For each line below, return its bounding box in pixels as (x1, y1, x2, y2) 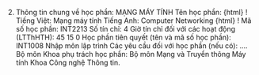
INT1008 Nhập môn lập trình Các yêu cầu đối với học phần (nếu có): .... (15, 41, 248, 51)
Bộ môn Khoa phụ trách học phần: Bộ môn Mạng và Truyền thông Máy (15, 50, 246, 58)
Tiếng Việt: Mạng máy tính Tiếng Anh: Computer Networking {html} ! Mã (15, 16, 252, 25)
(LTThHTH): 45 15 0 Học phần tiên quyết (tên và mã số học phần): (15, 32, 231, 42)
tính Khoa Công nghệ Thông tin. (15, 58, 120, 67)
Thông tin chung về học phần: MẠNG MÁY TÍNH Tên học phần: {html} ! (15, 8, 248, 17)
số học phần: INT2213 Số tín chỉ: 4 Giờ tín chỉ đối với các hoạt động (15, 24, 236, 33)
